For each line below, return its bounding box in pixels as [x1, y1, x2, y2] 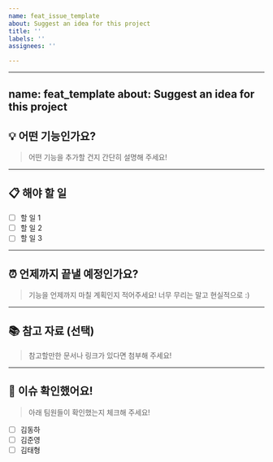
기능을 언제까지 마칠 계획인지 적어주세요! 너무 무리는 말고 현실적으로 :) [28, 290, 250, 300]
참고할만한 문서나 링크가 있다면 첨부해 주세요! [28, 351, 172, 360]
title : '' [8, 27, 42, 35]
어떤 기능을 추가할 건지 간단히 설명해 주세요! [28, 152, 168, 163]
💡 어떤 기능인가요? [8, 129, 96, 143]
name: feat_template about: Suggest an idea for [8, 87, 255, 101]
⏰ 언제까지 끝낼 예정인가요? [8, 267, 139, 281]
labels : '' [8, 34, 45, 43]
